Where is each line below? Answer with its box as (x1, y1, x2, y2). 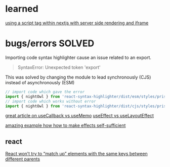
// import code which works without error (5, 98, 96, 104)
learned (5, 3, 39, 15)
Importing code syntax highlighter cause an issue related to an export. (5, 54, 152, 60)
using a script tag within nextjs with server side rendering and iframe (5, 20, 149, 26)
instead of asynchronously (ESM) (5, 79, 75, 85)
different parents (5, 156, 40, 162)
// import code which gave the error (5, 89, 85, 94)
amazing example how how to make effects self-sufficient (5, 122, 126, 128)
